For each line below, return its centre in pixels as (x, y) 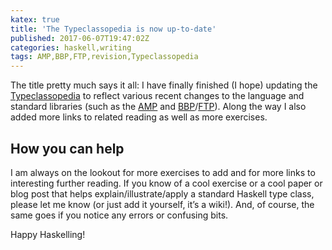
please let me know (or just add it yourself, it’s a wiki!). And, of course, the (162, 204)
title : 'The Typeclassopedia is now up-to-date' (113, 29)
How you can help (67, 148)
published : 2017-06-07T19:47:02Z (80, 38)
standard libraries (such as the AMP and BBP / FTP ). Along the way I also (158, 107)
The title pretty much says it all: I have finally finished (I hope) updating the (164, 85)
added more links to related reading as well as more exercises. (139, 117)
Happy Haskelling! (48, 234)
